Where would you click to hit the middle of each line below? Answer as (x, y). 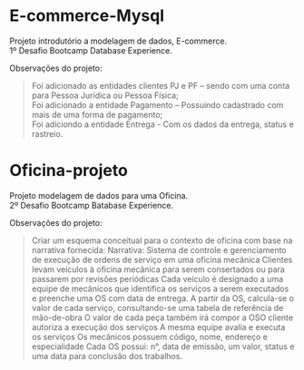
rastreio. (47, 133)
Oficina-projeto (69, 171)
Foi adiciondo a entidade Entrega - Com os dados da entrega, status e (163, 124)
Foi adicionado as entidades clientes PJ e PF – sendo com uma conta (161, 85)
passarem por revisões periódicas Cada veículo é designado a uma (157, 278)
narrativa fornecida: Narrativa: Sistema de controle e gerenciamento (159, 249)
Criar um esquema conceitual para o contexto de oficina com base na (162, 240)
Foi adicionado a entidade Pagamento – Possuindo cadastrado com (157, 104)
